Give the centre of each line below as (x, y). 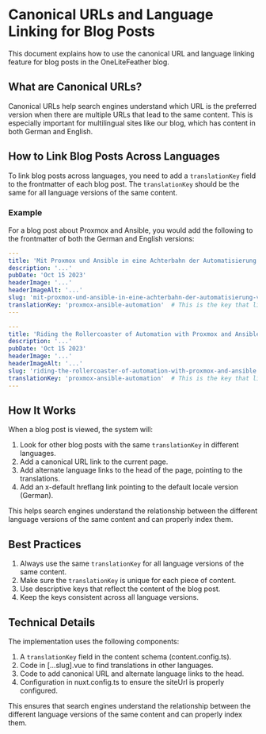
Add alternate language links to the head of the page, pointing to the (131, 470)
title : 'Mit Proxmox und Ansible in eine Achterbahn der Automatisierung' (134, 261)
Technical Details (52, 622)
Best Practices (45, 545)
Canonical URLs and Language (111, 15)
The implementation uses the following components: (94, 642)
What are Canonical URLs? (75, 87)
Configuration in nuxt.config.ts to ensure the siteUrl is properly (122, 682)
